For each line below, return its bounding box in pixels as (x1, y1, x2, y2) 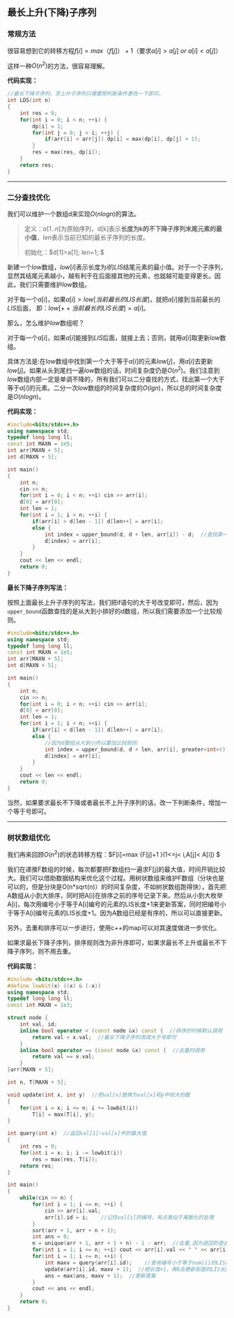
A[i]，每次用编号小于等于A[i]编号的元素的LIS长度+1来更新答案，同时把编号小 (7, 899, 226, 908)
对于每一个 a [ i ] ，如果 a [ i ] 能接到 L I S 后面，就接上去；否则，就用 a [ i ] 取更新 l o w (7, 334, 221, 342)
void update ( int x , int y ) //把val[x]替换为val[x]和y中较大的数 (7, 1091, 190, 1098)
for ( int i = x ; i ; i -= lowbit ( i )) (19, 1149, 123, 1156)
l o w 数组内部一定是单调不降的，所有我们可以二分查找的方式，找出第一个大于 (7, 375, 225, 383)
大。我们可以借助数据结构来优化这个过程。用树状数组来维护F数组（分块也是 (7, 874, 225, 882)
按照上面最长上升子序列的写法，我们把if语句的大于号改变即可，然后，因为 (7, 598, 219, 606)
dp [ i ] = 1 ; (32, 123, 64, 130)
